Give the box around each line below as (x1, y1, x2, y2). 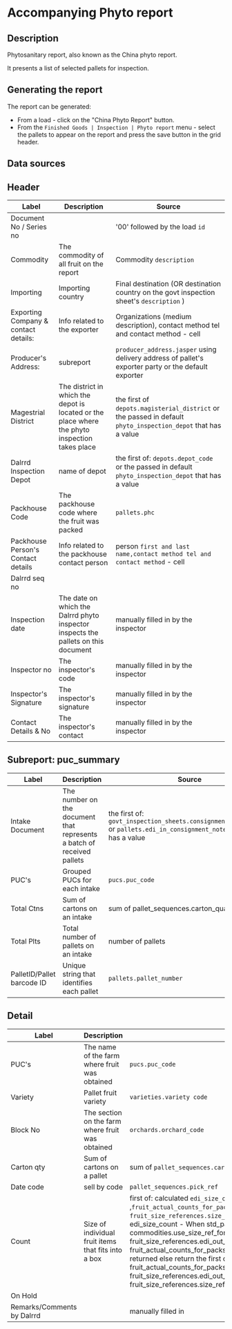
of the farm (84, 1051, 120, 1060)
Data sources (7, 157, 66, 170)
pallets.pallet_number (108, 974, 183, 982)
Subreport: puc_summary (7, 754, 120, 766)
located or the (58, 408, 104, 417)
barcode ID (10, 977, 47, 987)
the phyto (58, 425, 90, 434)
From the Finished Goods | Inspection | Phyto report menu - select (17, 123, 215, 131)
